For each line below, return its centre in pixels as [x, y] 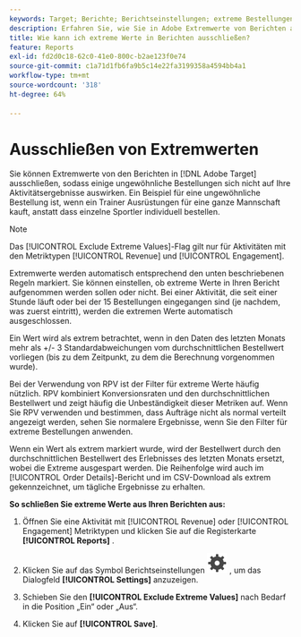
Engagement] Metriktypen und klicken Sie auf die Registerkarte [139, 531]
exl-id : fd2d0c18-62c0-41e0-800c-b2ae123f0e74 [98, 57]
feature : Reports [42, 47]
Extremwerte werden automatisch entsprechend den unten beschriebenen [147, 274]
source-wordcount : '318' [56, 85]
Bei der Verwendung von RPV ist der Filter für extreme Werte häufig [134, 384]
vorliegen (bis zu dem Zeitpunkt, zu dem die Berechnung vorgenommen [142, 357]
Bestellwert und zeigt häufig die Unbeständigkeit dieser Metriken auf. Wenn [149, 403]
